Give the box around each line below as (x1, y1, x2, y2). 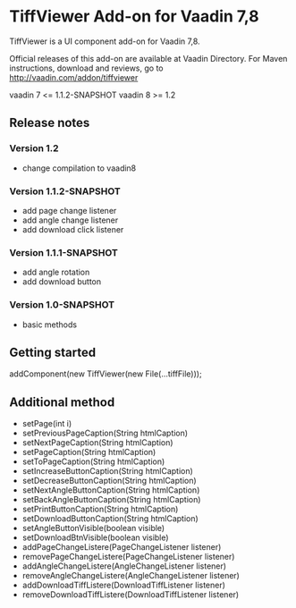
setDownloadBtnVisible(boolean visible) (21, 532, 169, 543)
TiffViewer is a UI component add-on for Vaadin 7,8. (9, 36, 200, 46)
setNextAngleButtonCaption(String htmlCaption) (21, 485, 200, 495)
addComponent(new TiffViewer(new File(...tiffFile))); (9, 368, 203, 379)
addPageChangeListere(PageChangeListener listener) (21, 542, 222, 553)
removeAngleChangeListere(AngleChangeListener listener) (21, 570, 240, 581)
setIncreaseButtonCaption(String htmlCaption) (21, 466, 194, 477)
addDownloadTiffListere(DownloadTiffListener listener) (21, 579, 226, 591)
